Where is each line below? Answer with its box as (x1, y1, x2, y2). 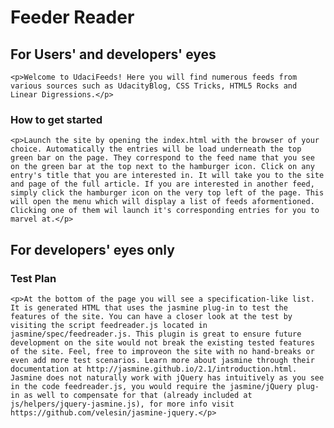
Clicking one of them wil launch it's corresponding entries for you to (10, 206, 320, 216)
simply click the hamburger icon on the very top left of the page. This (10, 188, 325, 198)
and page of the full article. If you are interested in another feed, (10, 179, 315, 190)
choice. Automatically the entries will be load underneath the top (10, 144, 302, 155)
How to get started (10, 112, 103, 126)
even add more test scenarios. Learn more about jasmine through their (10, 355, 315, 365)
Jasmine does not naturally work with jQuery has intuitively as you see (10, 372, 325, 383)
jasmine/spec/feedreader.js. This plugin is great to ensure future (10, 329, 302, 339)
